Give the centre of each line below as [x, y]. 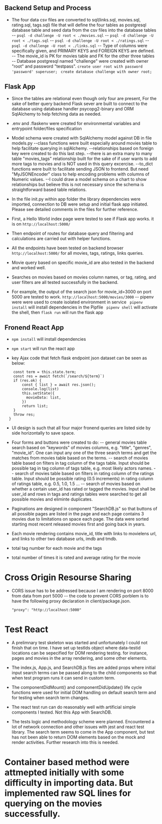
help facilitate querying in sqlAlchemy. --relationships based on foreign [82, 148]
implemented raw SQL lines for [68, 793]
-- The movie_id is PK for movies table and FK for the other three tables [83, 56]
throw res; [24, 415]
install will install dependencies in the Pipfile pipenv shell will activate [84, 307]
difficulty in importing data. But [69, 783]
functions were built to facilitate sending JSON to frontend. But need [80, 169]
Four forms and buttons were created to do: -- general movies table [79, 442]
